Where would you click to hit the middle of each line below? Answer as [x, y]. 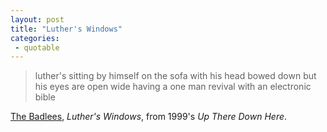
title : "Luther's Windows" [66, 29]
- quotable [37, 47]
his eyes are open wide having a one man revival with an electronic [173, 87]
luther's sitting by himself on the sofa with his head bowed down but [175, 76]
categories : [35, 38]
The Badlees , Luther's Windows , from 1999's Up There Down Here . [149, 117]
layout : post [37, 19]
